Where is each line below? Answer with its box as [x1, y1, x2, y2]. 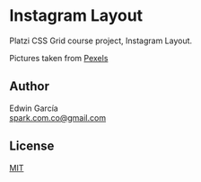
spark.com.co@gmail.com [9, 112, 106, 123]
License [9, 139, 55, 154]
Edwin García [9, 103, 58, 114]
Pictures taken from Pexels [9, 52, 109, 63]
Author [9, 78, 49, 95]
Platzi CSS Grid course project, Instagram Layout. [9, 35, 193, 46]
